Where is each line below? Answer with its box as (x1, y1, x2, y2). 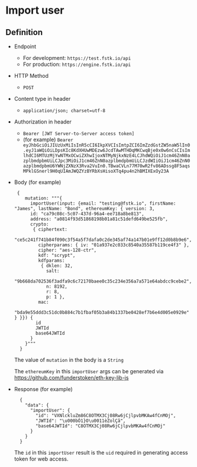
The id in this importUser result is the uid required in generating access (14, 449, 188, 456)
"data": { (25, 402, 49, 408)
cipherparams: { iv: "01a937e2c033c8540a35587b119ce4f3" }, (38, 242, 190, 248)
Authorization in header (14, 118, 72, 125)
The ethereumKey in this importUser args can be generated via (14, 368, 164, 374)
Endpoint (14, 43, 37, 50)
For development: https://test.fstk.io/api (22, 55, 131, 61)
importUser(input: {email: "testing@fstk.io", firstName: (30, 201, 176, 207)
